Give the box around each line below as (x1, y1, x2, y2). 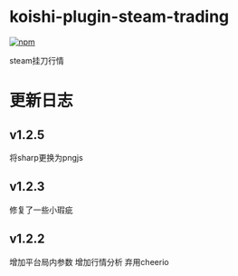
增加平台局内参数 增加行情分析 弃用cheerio (9, 256, 169, 267)
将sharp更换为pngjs (9, 152, 83, 163)
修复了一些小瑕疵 (9, 204, 73, 215)
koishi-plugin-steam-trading (9, 6, 230, 27)
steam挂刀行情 (9, 54, 65, 65)
